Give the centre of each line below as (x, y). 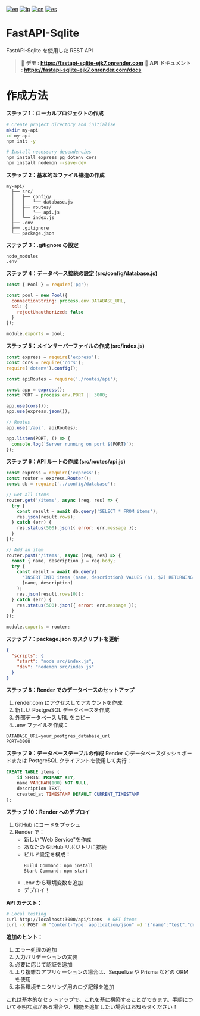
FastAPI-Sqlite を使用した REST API (50, 50)
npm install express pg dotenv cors (51, 158)
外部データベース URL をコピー (53, 718)
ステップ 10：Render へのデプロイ (48, 812)
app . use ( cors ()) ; (28, 406)
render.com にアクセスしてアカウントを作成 (68, 703)
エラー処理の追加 (36, 950)
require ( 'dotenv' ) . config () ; (42, 368)
